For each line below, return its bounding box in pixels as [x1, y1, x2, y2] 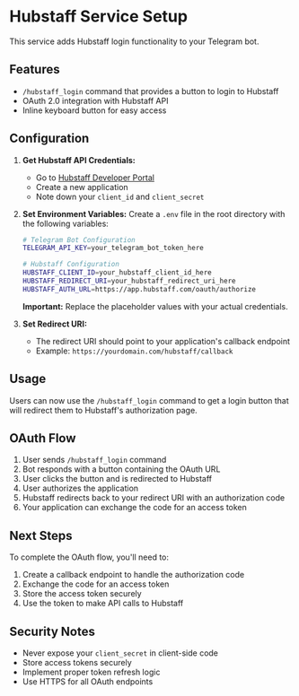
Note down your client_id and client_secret [35, 191, 205, 202]
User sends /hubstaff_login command [22, 455, 167, 465]
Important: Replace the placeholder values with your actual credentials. [22, 300, 289, 311]
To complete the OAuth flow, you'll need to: [9, 552, 169, 562]
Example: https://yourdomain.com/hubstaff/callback [35, 345, 233, 356]
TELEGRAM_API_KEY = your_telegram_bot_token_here [22, 244, 204, 253]
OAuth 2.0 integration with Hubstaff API [22, 95, 169, 106]
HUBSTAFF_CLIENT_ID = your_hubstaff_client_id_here [22, 268, 213, 277]
